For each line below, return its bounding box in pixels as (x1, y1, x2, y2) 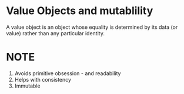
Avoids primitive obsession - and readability (14, 69, 121, 77)
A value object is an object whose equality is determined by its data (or (6, 23, 178, 31)
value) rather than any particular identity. (6, 29, 105, 36)
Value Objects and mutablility (6, 4, 153, 18)
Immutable (14, 82, 41, 89)
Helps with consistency (14, 76, 72, 83)
